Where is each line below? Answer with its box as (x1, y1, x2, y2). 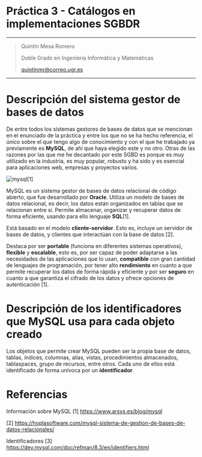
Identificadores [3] (6, 437, 52, 444)
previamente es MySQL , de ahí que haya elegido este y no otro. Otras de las (6, 145, 195, 152)
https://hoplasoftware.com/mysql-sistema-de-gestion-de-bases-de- (14, 419, 185, 426)
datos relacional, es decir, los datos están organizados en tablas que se (6, 200, 183, 207)
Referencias (6, 388, 68, 401)
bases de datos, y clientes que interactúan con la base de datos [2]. (6, 231, 174, 238)
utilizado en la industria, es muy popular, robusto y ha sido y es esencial (6, 157, 185, 164)
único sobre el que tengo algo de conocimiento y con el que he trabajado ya (6, 138, 195, 145)
